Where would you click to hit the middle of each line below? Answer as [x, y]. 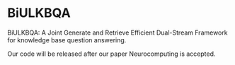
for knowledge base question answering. [67, 40]
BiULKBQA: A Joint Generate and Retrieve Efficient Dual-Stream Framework [117, 32]
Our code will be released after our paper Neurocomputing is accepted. [111, 54]
